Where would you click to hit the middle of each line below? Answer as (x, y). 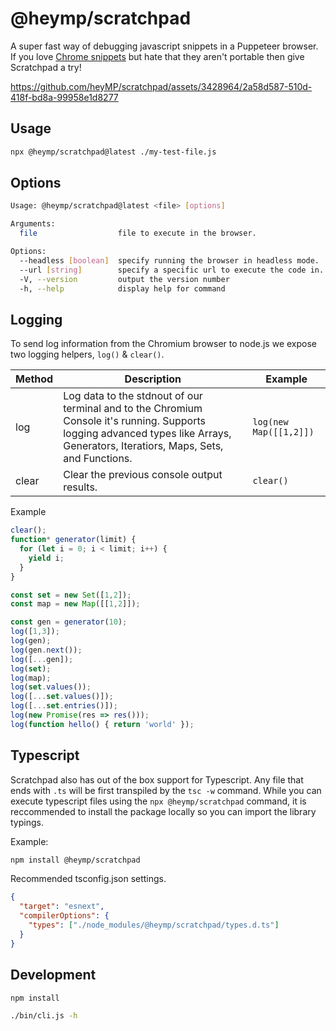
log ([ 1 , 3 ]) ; (35, 632)
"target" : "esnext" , (62, 907)
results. (80, 487)
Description (153, 379)
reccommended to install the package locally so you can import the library (163, 811)
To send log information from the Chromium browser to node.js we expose (163, 344)
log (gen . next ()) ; (46, 650)
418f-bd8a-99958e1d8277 (64, 97)
